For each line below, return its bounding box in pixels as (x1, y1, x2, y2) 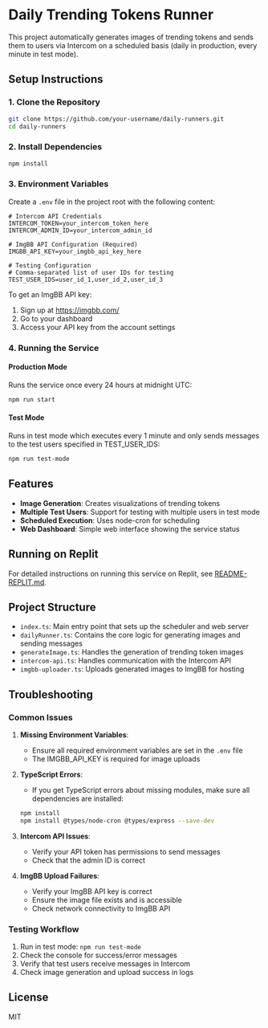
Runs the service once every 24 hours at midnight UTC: (8, 380, 193, 390)
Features (8, 477, 54, 491)
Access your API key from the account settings (19, 322, 176, 332)
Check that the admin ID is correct (31, 855, 146, 865)
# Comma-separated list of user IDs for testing (8, 268, 174, 276)
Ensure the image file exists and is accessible (31, 895, 183, 904)
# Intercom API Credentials (8, 212, 103, 220)
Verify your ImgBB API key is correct (31, 886, 152, 896)
